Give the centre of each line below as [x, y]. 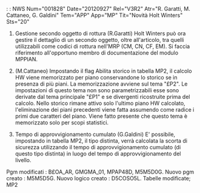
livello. [23, 160]
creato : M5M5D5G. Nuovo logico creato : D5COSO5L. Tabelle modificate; [98, 178]
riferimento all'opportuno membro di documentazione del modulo [97, 53]
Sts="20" [18, 22]
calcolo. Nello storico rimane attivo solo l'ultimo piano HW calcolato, [100, 103]
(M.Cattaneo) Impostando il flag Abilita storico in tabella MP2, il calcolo [103, 71]
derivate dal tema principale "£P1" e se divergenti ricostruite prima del [102, 97]
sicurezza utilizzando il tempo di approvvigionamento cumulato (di [98, 147]
